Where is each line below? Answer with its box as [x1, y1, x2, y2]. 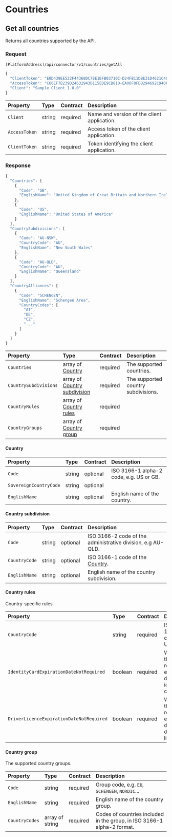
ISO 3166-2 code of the [88, 532, 147, 540]
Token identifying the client [88, 140, 153, 147]
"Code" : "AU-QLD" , [18, 259, 58, 265]
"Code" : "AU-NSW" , [18, 235, 58, 241]
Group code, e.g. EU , [95, 781, 144, 788]
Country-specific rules [5, 601, 53, 607]
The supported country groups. [5, 760, 72, 767]
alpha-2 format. [95, 824, 135, 831]
